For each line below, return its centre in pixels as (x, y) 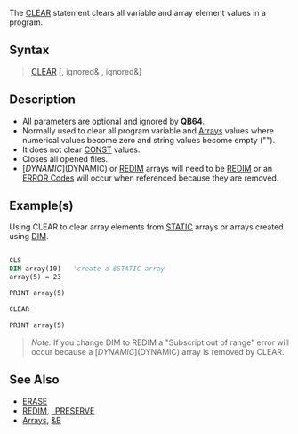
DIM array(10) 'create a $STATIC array (87, 269)
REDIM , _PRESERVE (58, 410)
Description (42, 100)
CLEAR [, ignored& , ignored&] (86, 71)
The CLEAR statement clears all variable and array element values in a (138, 13)
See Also (34, 380)
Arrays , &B (42, 420)
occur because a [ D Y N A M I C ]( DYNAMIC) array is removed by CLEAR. (157, 351)
